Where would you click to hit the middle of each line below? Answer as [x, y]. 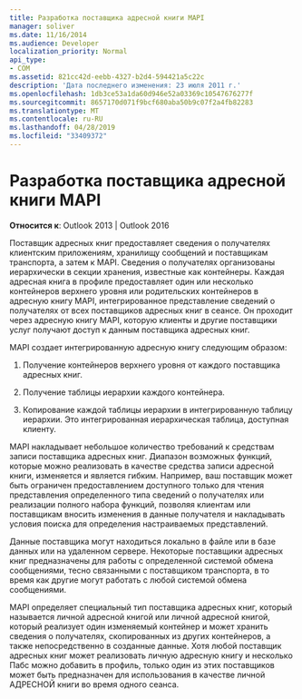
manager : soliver [42, 26]
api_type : [28, 60]
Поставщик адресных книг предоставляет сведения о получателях [140, 242]
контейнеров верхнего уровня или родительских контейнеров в [134, 290]
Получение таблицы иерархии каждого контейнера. [123, 392]
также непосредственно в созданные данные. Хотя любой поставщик [146, 645]
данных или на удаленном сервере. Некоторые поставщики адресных [146, 551]
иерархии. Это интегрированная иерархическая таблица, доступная [156, 419]
